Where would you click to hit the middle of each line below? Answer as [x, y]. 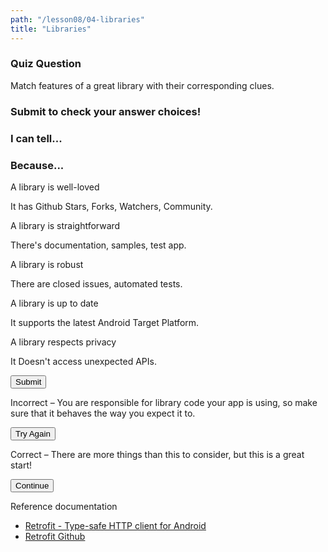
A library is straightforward [65, 225]
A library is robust [47, 264]
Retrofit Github [55, 536]
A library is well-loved [55, 187]
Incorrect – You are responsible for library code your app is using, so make [164, 402]
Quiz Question [46, 64]
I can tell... [36, 138]
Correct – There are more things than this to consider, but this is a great [157, 454]
